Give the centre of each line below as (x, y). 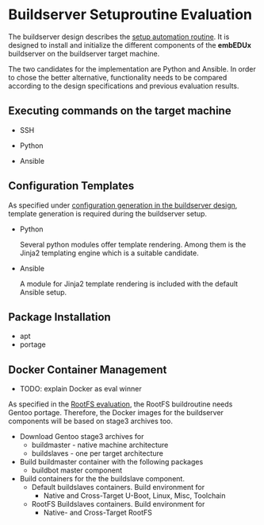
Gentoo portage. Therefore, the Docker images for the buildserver (116, 413)
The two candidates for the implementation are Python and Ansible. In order (132, 68)
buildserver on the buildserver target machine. (84, 53)
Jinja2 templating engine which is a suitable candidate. (109, 253)
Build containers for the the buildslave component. (102, 479)
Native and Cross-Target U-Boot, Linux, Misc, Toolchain (134, 496)
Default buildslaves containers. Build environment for (118, 488)
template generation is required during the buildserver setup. (108, 213)
